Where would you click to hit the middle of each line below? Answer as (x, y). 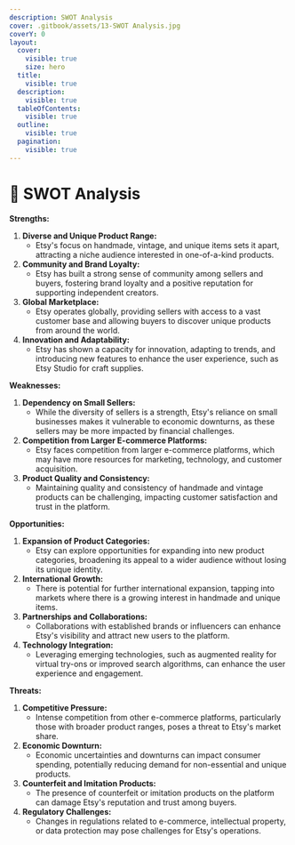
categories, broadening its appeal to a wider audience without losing (161, 559)
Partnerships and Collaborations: (85, 616)
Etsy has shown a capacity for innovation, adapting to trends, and (155, 349)
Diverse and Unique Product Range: (89, 236)
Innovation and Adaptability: (76, 340)
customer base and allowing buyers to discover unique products (153, 320)
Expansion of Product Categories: (86, 541)
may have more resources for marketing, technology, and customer (159, 459)
